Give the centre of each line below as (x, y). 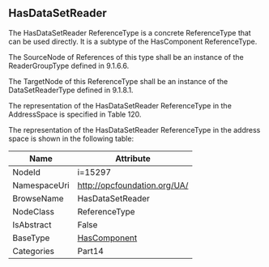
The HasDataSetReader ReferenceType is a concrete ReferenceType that (130, 32)
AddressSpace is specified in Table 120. (75, 114)
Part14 (90, 251)
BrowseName (38, 198)
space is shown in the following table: (71, 138)
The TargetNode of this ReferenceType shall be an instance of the (118, 81)
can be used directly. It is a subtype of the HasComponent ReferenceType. (133, 41)
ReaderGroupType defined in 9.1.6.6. (69, 66)
